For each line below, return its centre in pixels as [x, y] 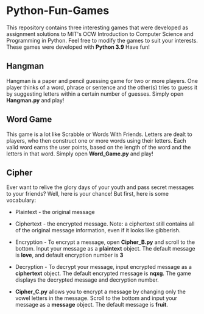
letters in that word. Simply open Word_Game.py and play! [80, 154]
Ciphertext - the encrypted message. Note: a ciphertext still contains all [105, 224]
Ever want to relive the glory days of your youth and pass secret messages [100, 187]
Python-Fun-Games [58, 11]
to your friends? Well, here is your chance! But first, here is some [88, 194]
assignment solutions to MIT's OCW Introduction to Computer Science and [100, 34]
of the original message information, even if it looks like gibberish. [98, 230]
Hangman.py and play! [35, 100]
